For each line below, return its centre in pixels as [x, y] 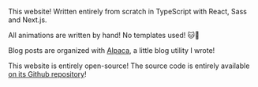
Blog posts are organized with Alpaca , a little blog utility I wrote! [112, 50]
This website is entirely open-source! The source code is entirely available [129, 66]
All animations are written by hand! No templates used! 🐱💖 [104, 35]
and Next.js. [28, 20]
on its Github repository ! [47, 74]
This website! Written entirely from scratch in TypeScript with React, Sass [127, 11]
